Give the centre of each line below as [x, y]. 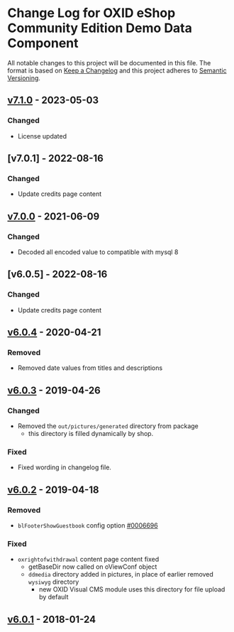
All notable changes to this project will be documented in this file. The [109, 62]
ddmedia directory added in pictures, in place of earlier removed [121, 574]
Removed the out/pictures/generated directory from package [108, 426]
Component [43, 43]
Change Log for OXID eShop [91, 13]
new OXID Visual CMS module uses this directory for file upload [132, 589]
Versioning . [24, 78]
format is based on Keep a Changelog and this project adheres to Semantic [117, 70]
